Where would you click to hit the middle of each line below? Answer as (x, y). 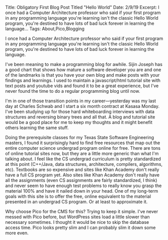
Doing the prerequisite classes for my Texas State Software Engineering (80, 137)
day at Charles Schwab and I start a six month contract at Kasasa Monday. (82, 106)
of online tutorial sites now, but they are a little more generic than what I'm (82, 154)
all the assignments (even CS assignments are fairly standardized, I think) (81, 180)
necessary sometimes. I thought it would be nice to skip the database (77, 222)
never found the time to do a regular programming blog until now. (73, 91)
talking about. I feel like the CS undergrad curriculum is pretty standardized (83, 159)
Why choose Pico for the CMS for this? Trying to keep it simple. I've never (82, 212)
